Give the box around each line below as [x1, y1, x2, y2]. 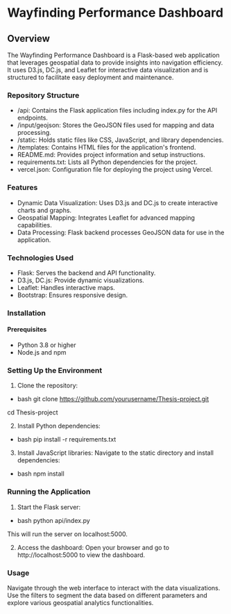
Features [7, 183, 38, 193]
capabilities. [17, 220, 52, 229]
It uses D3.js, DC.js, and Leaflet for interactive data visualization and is [7, 66, 209, 74]
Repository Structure [7, 90, 80, 100]
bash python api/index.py [17, 516, 90, 524]
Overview [7, 33, 51, 45]
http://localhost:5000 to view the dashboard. [17, 551, 146, 559]
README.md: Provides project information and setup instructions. [17, 151, 206, 159]
